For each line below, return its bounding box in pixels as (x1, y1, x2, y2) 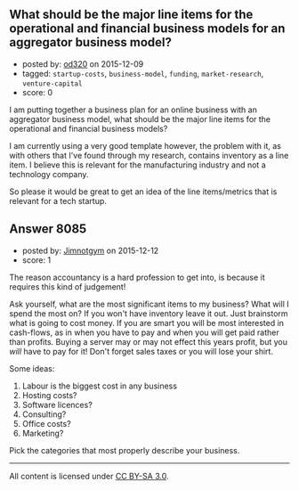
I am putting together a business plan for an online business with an (9, 104, 258, 115)
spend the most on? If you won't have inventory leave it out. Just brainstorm (9, 307, 288, 319)
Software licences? (21, 399, 93, 410)
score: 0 (21, 86, 53, 97)
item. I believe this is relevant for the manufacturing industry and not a (9, 159, 266, 170)
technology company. (9, 168, 89, 179)
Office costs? (21, 418, 71, 429)
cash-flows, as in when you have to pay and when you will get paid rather (9, 327, 279, 338)
